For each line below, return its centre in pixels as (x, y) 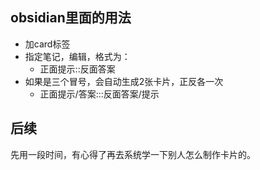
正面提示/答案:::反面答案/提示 (99, 94)
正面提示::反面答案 (77, 69)
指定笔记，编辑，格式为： (77, 56)
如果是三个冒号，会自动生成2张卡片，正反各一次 (124, 81)
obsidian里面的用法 (71, 18)
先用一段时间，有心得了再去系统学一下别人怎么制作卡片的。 (133, 154)
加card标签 (47, 44)
